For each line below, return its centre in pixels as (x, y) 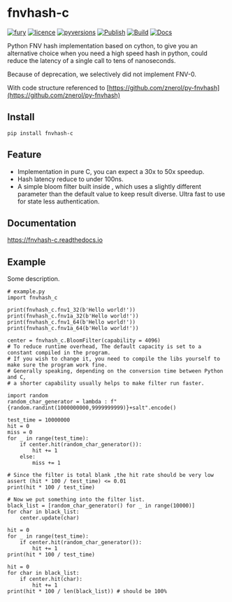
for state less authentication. (58, 201)
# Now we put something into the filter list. (76, 500)
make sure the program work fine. (58, 365)
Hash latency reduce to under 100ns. (70, 179)
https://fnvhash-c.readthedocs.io (55, 240)
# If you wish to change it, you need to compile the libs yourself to (114, 359)
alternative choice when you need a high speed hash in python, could (107, 53)
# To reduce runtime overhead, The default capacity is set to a (104, 347)
